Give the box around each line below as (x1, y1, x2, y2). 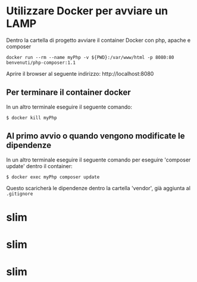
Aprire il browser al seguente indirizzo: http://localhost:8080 (6, 70, 154, 77)
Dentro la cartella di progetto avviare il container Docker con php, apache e (6, 36, 191, 44)
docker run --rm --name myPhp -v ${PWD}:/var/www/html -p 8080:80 (6, 54, 174, 60)
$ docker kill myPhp (6, 114, 58, 120)
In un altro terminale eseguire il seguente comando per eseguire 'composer (6, 156, 191, 163)
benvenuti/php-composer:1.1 (6, 60, 76, 66)
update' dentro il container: (6, 162, 73, 169)
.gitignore (6, 191, 33, 197)
